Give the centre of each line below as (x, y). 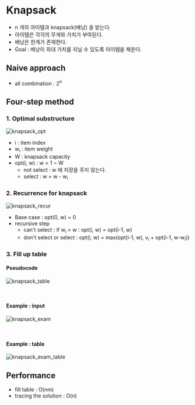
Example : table (26, 344)
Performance (31, 375)
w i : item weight (34, 149)
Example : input (26, 306)
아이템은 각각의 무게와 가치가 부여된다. (59, 34)
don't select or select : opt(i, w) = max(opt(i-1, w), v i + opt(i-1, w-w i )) (106, 238)
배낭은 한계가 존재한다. (41, 42)
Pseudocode (22, 268)
